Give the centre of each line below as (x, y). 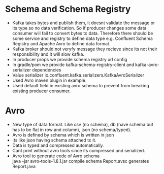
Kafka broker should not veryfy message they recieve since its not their (85, 49)
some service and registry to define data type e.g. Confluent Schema (82, 38)
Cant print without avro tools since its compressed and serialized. (79, 150)
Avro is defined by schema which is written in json (63, 135)
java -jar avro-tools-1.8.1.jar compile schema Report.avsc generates (81, 161)
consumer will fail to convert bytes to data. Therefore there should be (82, 33)
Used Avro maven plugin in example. (49, 80)
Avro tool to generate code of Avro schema (56, 156)
